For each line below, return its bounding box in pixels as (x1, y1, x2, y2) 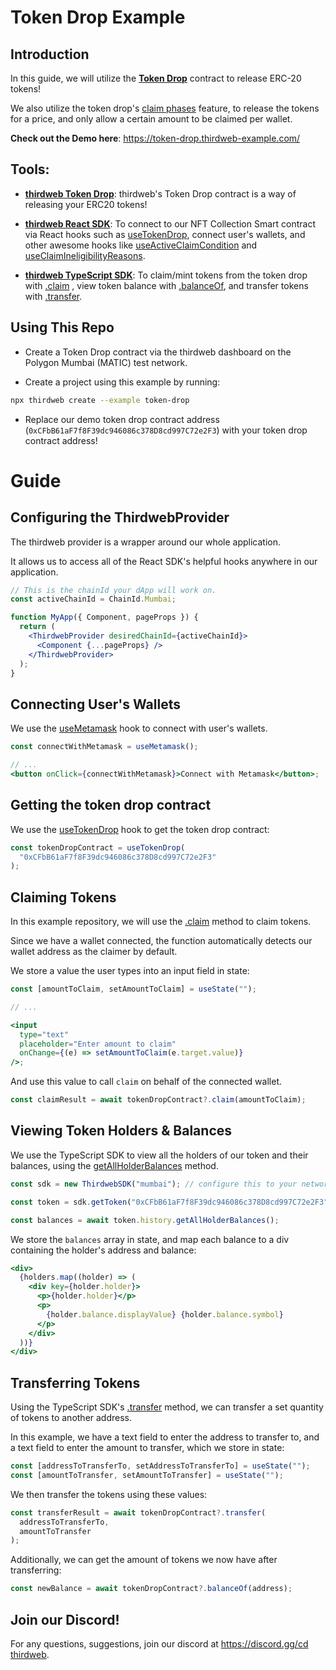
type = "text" (19, 1029, 70, 1040)
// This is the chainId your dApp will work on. (10, 585, 217, 595)
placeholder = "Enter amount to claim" (19, 1039, 177, 1049)
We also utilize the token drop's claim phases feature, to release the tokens (10, 102, 320, 114)
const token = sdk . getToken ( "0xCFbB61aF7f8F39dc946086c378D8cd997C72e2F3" (10, 1197, 329, 1207)
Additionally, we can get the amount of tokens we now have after (10, 1554, 278, 1566)
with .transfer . (24, 290, 83, 302)
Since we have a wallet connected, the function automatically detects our (10, 935, 313, 947)
